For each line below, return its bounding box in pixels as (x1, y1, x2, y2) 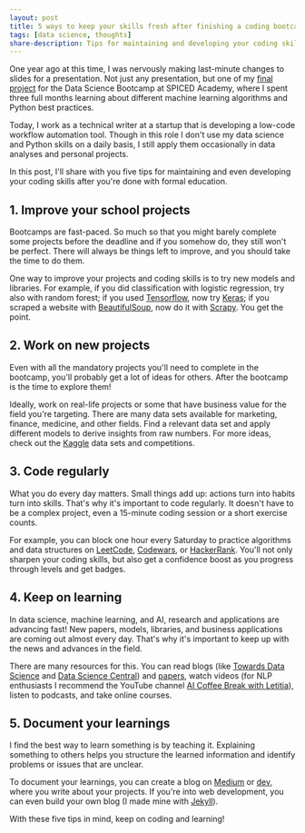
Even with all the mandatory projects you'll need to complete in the (9, 362, 259, 372)
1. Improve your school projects (9, 202, 191, 218)
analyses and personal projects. (9, 149, 129, 160)
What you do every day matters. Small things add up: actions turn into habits (9, 488, 296, 499)
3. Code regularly (9, 464, 110, 480)
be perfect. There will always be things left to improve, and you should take (9, 246, 291, 257)
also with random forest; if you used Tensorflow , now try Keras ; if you (9, 293, 270, 303)
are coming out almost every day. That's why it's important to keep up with (9, 633, 290, 644)
